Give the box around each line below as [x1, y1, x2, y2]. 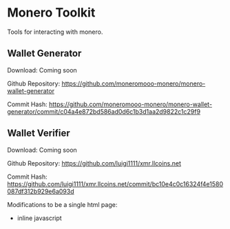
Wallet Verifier [7, 128, 70, 139]
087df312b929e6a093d [7, 187, 74, 195]
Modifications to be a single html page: [7, 200, 118, 208]
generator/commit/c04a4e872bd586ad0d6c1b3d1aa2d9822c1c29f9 [7, 107, 201, 115]
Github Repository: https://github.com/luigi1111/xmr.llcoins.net [7, 159, 181, 167]
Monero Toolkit [7, 5, 96, 21]
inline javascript [17, 214, 62, 222]
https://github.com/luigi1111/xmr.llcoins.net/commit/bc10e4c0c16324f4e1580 [7, 179, 224, 188]
